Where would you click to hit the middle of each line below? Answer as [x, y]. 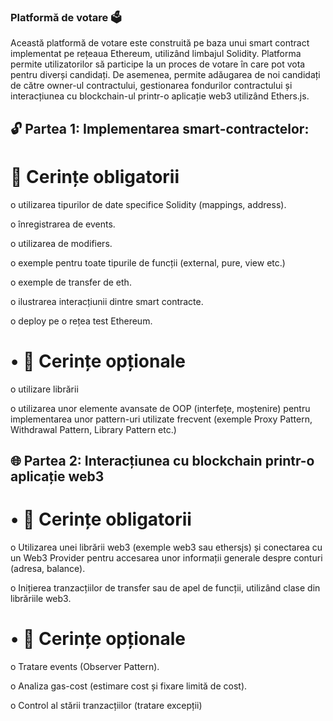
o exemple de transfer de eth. [71, 282]
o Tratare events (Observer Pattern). [85, 666]
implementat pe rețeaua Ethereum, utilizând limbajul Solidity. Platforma [156, 54]
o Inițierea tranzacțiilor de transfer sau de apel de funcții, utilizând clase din [165, 587]
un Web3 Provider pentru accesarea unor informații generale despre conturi [166, 557]
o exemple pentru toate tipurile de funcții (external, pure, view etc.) [148, 262]
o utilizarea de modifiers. [61, 243]
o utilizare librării [44, 389]
